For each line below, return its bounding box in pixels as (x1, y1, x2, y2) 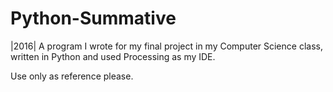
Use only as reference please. (10, 70, 134, 82)
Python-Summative (10, 7, 177, 30)
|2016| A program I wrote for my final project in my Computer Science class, (10, 40, 323, 52)
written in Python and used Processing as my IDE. (10, 50, 216, 62)
